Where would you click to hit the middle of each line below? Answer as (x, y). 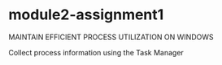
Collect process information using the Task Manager (96, 52)
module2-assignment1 (86, 15)
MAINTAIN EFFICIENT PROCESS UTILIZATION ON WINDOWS (111, 37)
